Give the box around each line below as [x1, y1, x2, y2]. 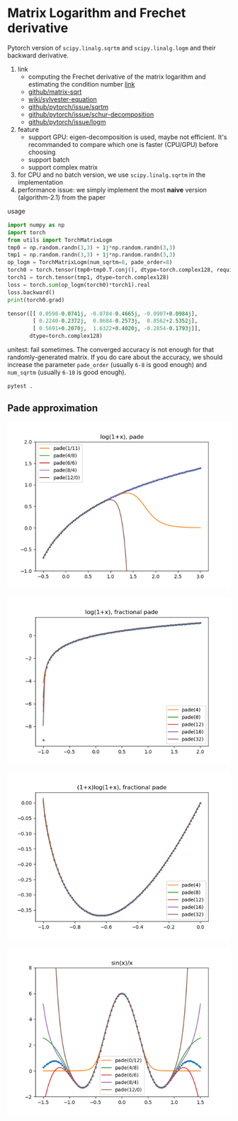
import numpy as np [7, 222, 65, 229]
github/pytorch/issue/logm [28, 117, 106, 126]
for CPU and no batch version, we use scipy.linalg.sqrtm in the [17, 170, 206, 179]
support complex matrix [28, 163, 98, 171]
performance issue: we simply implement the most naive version [17, 185, 207, 194]
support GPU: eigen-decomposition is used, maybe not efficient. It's [28, 133, 227, 141]
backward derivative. [7, 51, 69, 60]
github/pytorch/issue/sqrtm [28, 102, 108, 111]
